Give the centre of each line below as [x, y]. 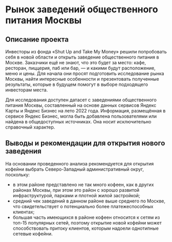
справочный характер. [30, 127]
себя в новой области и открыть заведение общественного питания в [82, 57]
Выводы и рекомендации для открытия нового [85, 143]
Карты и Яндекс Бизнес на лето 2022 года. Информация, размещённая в [85, 111]
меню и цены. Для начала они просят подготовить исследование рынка [85, 73]
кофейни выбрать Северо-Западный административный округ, [75, 169]
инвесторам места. [26, 90]
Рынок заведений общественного [82, 10]
